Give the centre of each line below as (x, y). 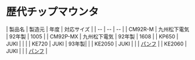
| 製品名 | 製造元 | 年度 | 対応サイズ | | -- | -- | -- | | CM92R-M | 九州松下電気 (98, 29)
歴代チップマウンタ (53, 12)
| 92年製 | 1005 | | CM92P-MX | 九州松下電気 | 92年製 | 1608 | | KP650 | (92, 36)
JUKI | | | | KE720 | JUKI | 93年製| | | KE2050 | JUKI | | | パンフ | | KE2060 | (96, 44)
